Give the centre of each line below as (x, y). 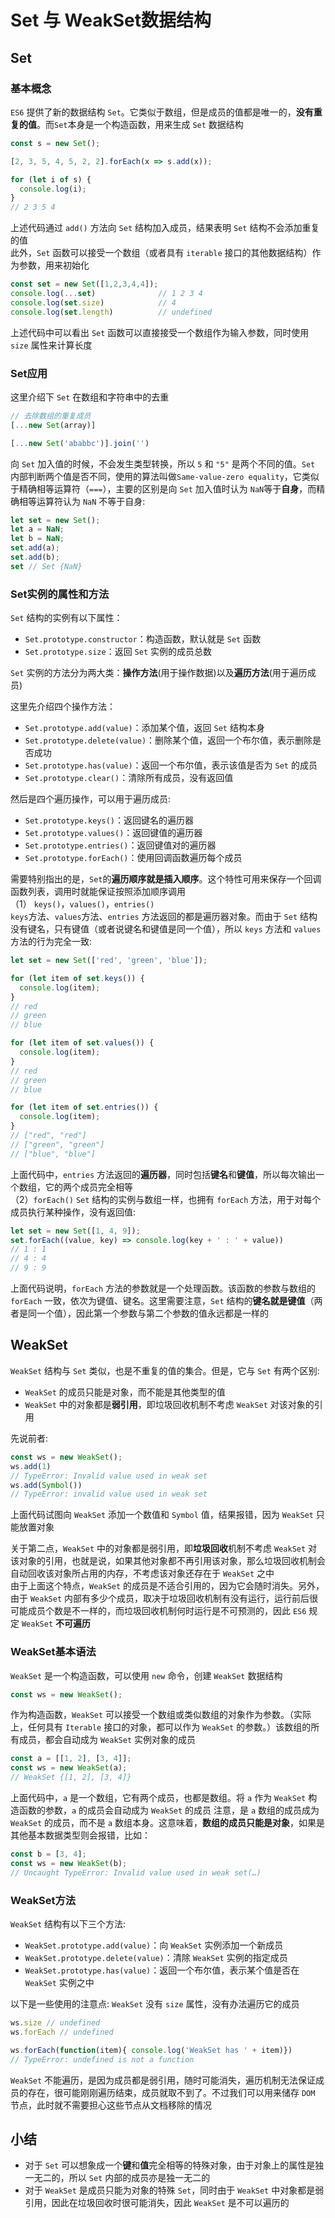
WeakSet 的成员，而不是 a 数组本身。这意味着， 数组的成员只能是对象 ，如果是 (168, 1823)
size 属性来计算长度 (51, 345)
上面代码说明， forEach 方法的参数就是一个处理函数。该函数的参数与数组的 (163, 1288)
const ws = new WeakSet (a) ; (69, 1768)
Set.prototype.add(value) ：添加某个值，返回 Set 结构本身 (144, 728)
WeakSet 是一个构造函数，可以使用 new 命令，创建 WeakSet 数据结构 (146, 1675)
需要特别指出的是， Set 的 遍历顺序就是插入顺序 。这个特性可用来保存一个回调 (166, 879)
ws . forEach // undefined (62, 2032)
